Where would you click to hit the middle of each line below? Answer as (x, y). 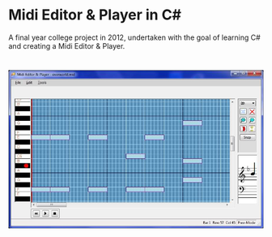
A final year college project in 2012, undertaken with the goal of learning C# (134, 37)
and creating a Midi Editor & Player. (67, 45)
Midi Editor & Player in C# (95, 15)
